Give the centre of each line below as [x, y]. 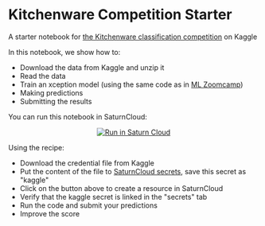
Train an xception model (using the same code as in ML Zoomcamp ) [131, 84]
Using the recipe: [37, 147]
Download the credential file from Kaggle [87, 163]
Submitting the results [56, 101]
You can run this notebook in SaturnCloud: [78, 116]
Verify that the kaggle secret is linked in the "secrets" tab [113, 197]
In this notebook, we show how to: [64, 52]
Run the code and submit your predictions [88, 205]
